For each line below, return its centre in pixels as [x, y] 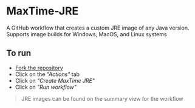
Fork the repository [39, 68]
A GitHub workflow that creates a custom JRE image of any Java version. [98, 28]
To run [19, 53]
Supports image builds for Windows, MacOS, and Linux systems [87, 34]
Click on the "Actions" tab [47, 74]
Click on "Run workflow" [46, 87]
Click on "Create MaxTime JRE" [55, 80]
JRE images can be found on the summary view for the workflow [102, 98]
